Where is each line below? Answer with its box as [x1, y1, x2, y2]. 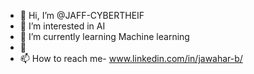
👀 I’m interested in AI [19, 20, 106, 32]
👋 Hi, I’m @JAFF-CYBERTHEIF [19, 10, 145, 21]
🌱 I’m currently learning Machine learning [19, 31, 190, 42]
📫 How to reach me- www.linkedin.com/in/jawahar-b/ [19, 53, 243, 64]
